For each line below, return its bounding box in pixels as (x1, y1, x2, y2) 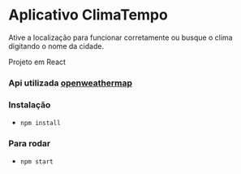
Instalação (8, 99, 51, 111)
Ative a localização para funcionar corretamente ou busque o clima (8, 33, 233, 42)
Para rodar (8, 138, 51, 150)
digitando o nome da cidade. (8, 41, 104, 50)
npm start (19, 158, 54, 166)
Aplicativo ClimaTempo (8, 6, 168, 24)
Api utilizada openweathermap (8, 77, 132, 89)
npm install (19, 120, 61, 128)
